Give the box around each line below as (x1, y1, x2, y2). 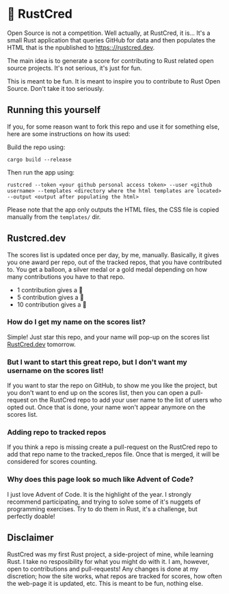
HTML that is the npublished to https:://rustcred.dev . (7, 43, 155, 51)
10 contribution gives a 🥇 (16, 300, 87, 309)
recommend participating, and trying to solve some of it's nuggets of (7, 498, 201, 506)
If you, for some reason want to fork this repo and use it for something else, (7, 122, 220, 131)
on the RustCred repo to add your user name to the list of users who (30, 396, 222, 404)
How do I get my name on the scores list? (7, 318, 146, 327)
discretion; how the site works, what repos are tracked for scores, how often (7, 571, 222, 580)
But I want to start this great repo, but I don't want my (7, 357, 188, 367)
